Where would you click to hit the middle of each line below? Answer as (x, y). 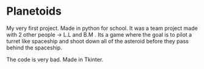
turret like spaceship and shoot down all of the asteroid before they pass (98, 41)
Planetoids (34, 11)
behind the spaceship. (34, 48)
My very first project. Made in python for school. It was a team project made (102, 28)
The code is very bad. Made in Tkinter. (55, 59)
